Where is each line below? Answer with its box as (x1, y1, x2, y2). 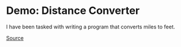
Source (6, 34, 24, 41)
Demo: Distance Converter (6, 4, 140, 17)
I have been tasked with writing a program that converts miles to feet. (6, 23, 176, 30)
